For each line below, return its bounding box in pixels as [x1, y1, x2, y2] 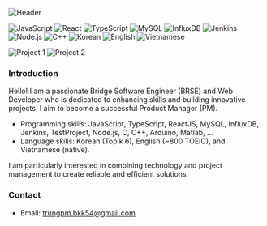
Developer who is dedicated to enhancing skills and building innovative [8, 95, 246, 104]
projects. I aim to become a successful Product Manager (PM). [8, 104, 218, 113]
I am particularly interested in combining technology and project [8, 160, 223, 170]
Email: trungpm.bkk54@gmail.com [19, 207, 136, 218]
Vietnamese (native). [19, 145, 90, 155]
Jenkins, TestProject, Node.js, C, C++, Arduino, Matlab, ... [19, 128, 213, 138]
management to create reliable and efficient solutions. [8, 169, 189, 179]
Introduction [8, 67, 58, 79]
